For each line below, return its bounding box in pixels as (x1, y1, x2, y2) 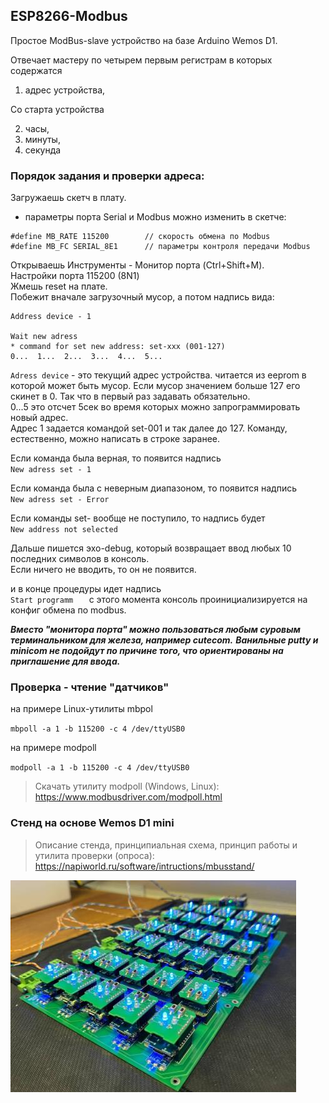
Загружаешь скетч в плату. (10, 192, 127, 204)
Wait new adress (10, 332, 78, 342)
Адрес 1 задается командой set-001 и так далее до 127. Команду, (10, 422, 288, 434)
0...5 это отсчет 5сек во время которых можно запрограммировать (10, 401, 301, 413)
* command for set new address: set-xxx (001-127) (10, 342, 226, 352)
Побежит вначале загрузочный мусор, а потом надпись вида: (10, 291, 275, 303)
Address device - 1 (10, 312, 92, 322)
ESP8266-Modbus (10, 8, 128, 25)
